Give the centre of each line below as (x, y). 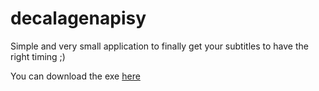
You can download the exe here (75, 76)
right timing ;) (38, 56)
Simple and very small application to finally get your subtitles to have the (159, 46)
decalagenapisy (78, 18)
